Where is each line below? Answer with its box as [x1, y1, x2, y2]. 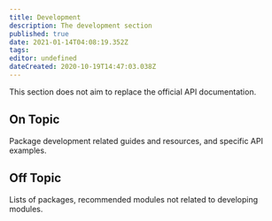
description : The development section [9, 21, 152, 30]
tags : [9, 46, 29, 55]
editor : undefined [9, 54, 77, 63]
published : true [9, 29, 69, 38]
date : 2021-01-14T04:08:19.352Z [9, 37, 128, 47]
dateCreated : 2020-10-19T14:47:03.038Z [9, 63, 157, 72]
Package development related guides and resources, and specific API [9, 135, 264, 146]
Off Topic [9, 171, 62, 186]
